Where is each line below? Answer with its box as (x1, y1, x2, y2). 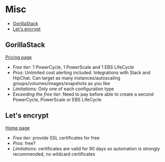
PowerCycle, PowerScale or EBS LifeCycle (12, 96, 102, 102)
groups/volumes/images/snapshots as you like (12, 80, 110, 86)
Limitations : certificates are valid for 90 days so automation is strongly (12, 145, 160, 151)
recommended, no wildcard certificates (12, 151, 95, 157)
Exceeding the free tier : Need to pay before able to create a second (12, 91, 154, 97)
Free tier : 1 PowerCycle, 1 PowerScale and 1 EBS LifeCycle (12, 64, 134, 70)
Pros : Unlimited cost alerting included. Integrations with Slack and (12, 69, 151, 75)
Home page (5, 125, 30, 131)
